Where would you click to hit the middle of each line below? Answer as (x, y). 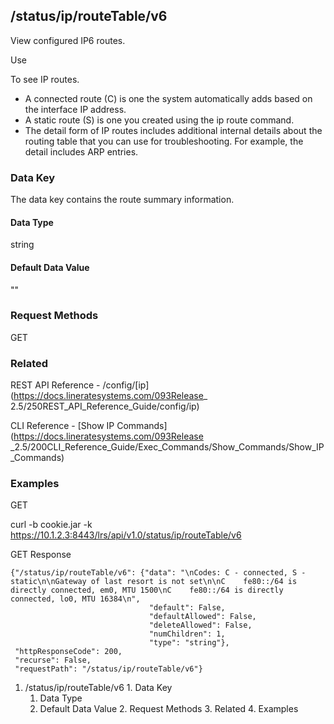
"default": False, (187, 608)
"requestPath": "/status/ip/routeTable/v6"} (108, 669)
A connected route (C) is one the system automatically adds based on (168, 98)
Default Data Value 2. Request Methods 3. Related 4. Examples (169, 709)
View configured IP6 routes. (68, 40)
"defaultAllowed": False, (202, 617)
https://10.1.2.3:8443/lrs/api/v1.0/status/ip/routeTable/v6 (126, 535)
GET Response (41, 555)
